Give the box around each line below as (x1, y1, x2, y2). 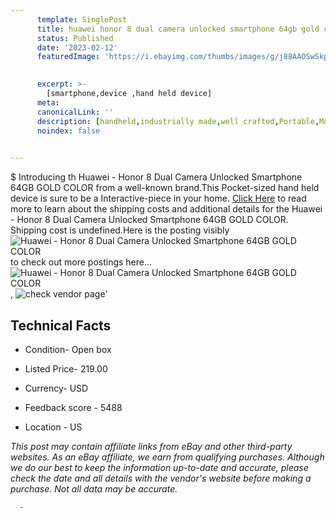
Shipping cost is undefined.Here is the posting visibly (10, 224, 230, 236)
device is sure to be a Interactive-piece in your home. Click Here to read (10, 192, 307, 205)
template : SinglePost (36, 14, 128, 25)
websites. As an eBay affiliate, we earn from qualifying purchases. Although (10, 451, 325, 463)
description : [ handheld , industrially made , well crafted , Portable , (36, 116, 320, 126)
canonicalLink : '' (36, 107, 114, 117)
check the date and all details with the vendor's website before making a (10, 472, 312, 484)
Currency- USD (24, 382, 89, 394)
